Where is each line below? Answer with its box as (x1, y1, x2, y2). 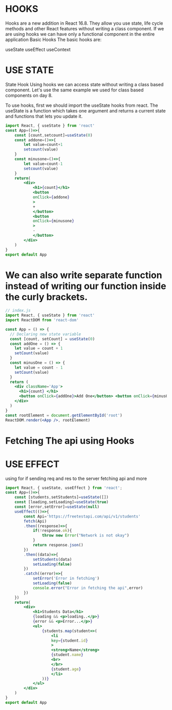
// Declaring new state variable (10, 332, 81, 337)
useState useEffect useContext (5, 46, 71, 52)
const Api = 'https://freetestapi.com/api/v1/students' (24, 514, 141, 519)
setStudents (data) (32, 557, 72, 562)
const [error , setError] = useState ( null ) (14, 504, 100, 510)
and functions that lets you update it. (5, 113, 83, 119)
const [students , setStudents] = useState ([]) (14, 495, 109, 500)
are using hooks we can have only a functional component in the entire (5, 31, 155, 37)
